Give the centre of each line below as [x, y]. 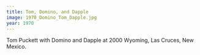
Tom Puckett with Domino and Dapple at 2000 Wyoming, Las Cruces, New [100, 40]
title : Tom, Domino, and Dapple [47, 12]
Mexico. [16, 47]
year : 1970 [20, 23]
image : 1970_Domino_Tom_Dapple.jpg [52, 18]
